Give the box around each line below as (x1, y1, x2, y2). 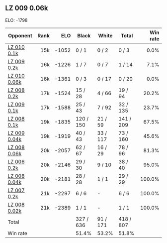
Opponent (8, 32, 32, 39)
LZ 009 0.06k (5, 4, 48, 12)
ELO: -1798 (5, 17, 28, 23)
